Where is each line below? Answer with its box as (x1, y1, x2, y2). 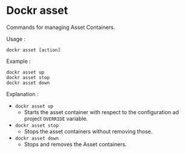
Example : (6, 57, 31, 65)
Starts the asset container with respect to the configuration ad (24, 108, 180, 115)
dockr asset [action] (6, 47, 61, 53)
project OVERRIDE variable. (24, 115, 88, 122)
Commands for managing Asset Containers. (6, 24, 115, 31)
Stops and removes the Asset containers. (24, 140, 127, 148)
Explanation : (6, 90, 39, 97)
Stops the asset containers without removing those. (24, 127, 153, 135)
